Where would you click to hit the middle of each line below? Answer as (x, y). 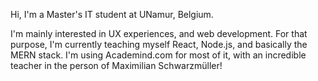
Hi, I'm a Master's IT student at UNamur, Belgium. (112, 14)
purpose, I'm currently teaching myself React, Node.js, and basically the (159, 44)
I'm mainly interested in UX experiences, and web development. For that (159, 33)
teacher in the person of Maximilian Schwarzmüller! (116, 65)
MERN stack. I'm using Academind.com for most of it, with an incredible (158, 55)
